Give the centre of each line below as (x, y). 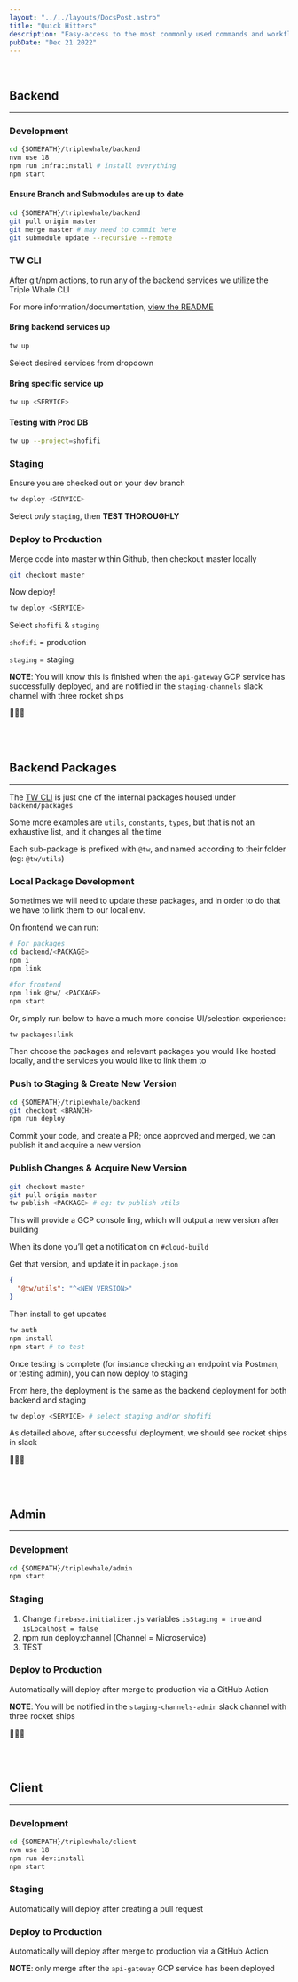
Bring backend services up (60, 327)
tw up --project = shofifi (55, 441)
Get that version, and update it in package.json (94, 1264)
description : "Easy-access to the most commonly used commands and (137, 34)
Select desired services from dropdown (82, 363)
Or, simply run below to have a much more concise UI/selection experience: (148, 1018)
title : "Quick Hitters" (53, 26)
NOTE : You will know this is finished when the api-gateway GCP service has (147, 677)
